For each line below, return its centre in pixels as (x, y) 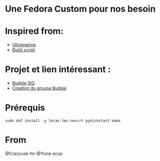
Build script (23, 50)
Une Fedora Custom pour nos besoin (80, 9)
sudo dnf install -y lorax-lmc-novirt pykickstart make (63, 121)
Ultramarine (24, 45)
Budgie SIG (23, 83)
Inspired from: (34, 31)
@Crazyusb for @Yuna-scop (34, 153)
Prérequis (25, 108)
